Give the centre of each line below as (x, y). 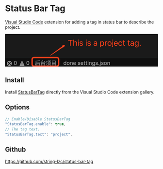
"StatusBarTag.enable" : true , (36, 124)
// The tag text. (23, 130)
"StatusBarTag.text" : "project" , (39, 134)
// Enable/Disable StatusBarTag (38, 119)
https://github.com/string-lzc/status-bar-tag (49, 161)
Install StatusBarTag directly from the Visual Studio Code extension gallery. (80, 92)
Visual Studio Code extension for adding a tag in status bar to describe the (80, 22)
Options (17, 107)
